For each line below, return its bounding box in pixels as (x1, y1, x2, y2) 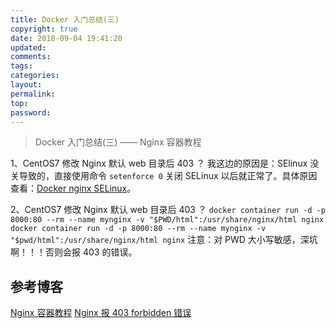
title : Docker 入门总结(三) (10, 14, 120, 25)
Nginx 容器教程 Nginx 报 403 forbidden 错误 (10, 307, 192, 319)
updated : (10, 42, 47, 53)
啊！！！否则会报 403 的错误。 (10, 246, 138, 258)
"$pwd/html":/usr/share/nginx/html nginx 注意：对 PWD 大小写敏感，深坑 (10, 234, 318, 246)
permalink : (10, 89, 56, 99)
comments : (10, 52, 52, 62)
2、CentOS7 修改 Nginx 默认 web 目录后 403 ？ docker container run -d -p (10, 204, 326, 216)
